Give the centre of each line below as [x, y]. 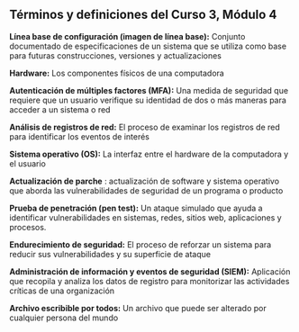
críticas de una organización [62, 291]
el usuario [28, 163]
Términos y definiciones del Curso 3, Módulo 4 [143, 15]
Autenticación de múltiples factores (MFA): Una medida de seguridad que [149, 90]
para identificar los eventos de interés [80, 136]
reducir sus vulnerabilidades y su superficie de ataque [110, 254]
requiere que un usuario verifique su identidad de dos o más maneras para [148, 100]
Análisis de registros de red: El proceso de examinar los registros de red [145, 127]
